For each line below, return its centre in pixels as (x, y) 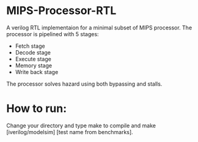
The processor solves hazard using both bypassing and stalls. (84, 84)
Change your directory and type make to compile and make (81, 125)
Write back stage (37, 72)
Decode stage (33, 52)
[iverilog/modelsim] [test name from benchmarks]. (70, 132)
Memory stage (34, 65)
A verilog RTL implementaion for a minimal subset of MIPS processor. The (99, 28)
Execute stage (33, 59)
